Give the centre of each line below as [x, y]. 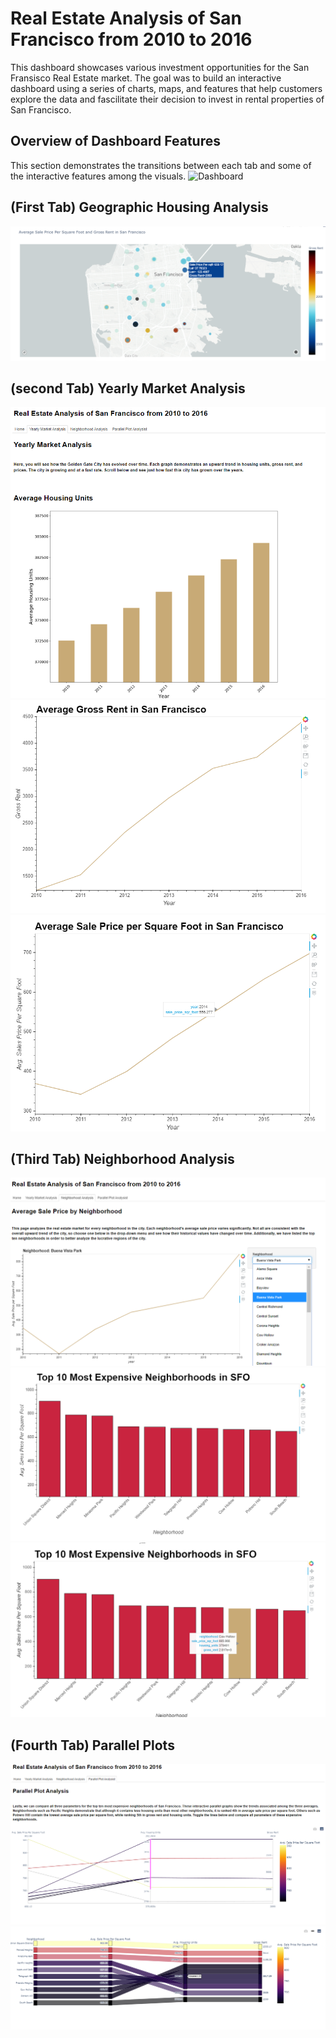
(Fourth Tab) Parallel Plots [92, 1745]
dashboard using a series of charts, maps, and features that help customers [166, 88]
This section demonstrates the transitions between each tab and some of [161, 165]
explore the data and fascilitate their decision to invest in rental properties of [167, 99]
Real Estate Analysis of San [126, 18]
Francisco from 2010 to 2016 [131, 39]
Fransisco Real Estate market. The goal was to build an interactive [146, 78]
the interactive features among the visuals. [98, 176]
